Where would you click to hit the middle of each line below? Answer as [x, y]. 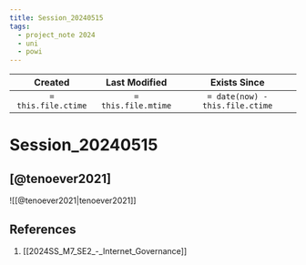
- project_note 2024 [56, 35]
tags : [20, 26]
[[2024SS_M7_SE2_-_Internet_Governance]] [105, 250]
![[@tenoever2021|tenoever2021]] [73, 200]
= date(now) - [238, 97]
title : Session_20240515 [56, 18]
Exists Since [237, 83]
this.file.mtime [137, 106]
